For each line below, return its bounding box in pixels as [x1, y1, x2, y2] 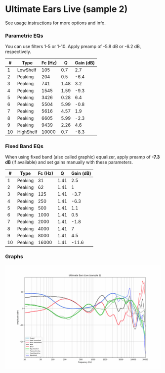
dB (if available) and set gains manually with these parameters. [5, 160, 133, 165]
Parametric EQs [5, 32, 43, 39]
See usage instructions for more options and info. [5, 20, 106, 26]
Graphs [5, 253, 23, 260]
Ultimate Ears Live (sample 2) [5, 3, 128, 15]
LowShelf [17, 67, 37, 73]
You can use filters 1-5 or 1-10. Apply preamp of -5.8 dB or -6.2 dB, [5, 44, 141, 50]
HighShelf [17, 129, 38, 135]
